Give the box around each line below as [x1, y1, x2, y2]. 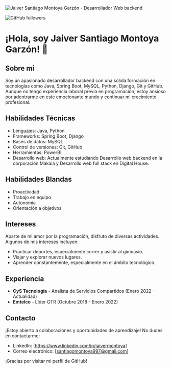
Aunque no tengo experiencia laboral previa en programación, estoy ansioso [5, 89, 166, 94]
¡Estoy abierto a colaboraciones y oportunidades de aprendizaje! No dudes [5, 328, 163, 334]
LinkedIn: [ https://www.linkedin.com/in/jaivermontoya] [12, 343, 127, 349]
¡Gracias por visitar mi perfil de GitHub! [5, 358, 88, 364]
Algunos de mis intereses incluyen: [5, 238, 79, 245]
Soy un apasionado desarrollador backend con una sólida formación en [5, 77, 156, 83]
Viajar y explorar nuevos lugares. [12, 254, 82, 261]
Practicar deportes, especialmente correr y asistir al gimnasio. [12, 249, 144, 255]
